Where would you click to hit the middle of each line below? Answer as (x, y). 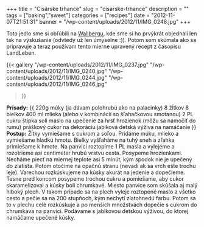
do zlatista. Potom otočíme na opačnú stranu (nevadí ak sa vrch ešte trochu (101, 166)
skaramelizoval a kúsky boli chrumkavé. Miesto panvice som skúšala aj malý (102, 185)
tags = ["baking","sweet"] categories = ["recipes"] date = (78, 15)
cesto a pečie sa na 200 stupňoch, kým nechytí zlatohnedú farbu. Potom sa (101, 198)
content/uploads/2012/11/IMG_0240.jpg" (57, 71)
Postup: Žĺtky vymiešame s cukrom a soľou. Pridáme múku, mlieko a (92, 134)
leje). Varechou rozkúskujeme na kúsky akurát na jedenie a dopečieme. (96, 172)
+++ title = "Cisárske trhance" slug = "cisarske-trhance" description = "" (97, 9)
